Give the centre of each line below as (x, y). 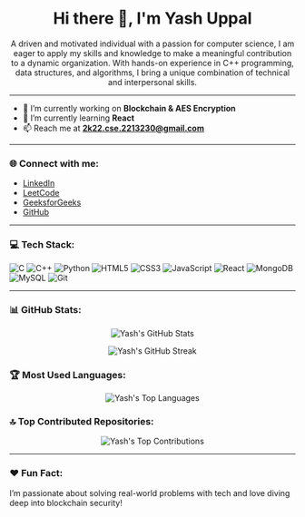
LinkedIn (39, 183)
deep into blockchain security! (66, 502)
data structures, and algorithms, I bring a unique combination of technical (152, 73)
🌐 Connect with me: (54, 163)
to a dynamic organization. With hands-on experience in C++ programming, (152, 63)
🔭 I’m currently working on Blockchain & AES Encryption (129, 108)
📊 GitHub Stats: (45, 310)
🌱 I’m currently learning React (78, 118)
